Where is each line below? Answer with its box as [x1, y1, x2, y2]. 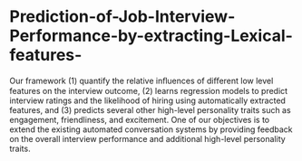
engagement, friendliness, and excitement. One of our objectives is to [9, 114, 270, 125]
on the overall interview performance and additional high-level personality [9, 133, 286, 144]
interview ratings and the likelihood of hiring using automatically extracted [9, 95, 286, 106]
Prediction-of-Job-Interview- [9, 6, 236, 27]
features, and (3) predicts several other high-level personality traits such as [9, 104, 292, 115]
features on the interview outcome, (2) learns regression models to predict [9, 85, 288, 96]
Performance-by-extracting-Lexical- [9, 25, 293, 46]
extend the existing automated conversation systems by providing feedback [9, 124, 293, 135]
